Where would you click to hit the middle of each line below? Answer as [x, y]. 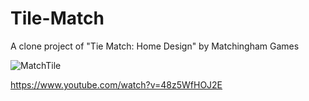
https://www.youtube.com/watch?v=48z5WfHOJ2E [116, 84]
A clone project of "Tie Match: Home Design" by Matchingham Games [155, 46]
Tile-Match [57, 18]
